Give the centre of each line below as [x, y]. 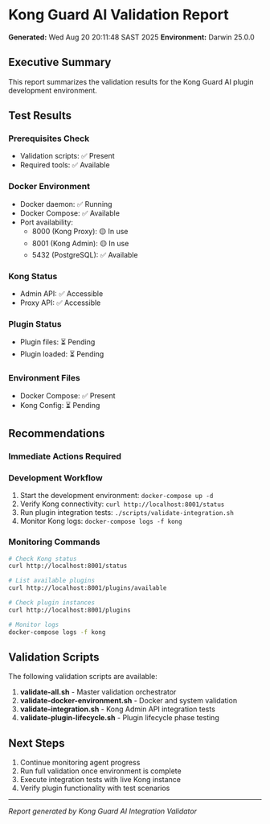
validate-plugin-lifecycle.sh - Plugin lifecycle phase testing [119, 718]
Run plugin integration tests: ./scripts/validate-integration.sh [127, 513]
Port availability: [47, 222]
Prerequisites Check [49, 138]
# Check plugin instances [51, 603]
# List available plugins [51, 581]
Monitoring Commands [54, 542]
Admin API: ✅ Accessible [61, 294]
